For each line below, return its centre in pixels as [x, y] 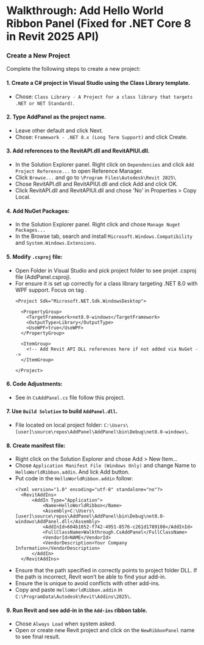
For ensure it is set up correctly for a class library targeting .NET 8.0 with [106, 283]
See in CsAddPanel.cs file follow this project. [70, 397]
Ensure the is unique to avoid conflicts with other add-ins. [87, 583]
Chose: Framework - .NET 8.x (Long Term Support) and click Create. [101, 137]
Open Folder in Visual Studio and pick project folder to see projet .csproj [106, 270]
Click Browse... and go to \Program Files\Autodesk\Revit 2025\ [96, 178]
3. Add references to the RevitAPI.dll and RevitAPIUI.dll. [78, 151]
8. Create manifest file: [36, 445]
